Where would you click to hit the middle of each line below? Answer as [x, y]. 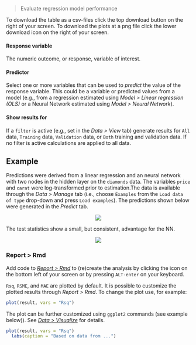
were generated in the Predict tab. [47, 207]
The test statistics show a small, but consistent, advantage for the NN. [91, 229]
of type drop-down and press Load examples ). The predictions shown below [98, 200]
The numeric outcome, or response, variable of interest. [73, 59]
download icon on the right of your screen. [58, 32]
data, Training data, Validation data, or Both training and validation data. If [97, 137]
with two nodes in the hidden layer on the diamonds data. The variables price [98, 182]
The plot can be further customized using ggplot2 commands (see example [97, 314]
